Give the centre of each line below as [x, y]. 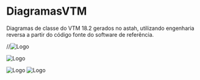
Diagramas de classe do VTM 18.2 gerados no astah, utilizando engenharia [100, 28]
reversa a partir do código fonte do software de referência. [80, 34]
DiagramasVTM [47, 11]
